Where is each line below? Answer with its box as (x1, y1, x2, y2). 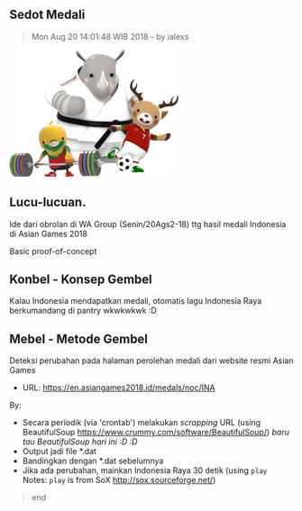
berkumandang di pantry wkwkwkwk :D (9, 306, 158, 316)
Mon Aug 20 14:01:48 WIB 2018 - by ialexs (31, 31, 189, 41)
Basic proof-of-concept (9, 245, 97, 256)
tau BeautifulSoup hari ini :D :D (22, 436, 138, 447)
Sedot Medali (9, 7, 86, 23)
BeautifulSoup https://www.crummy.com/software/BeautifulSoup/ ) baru (22, 427, 290, 438)
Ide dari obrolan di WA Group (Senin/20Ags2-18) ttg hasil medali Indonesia (9, 218, 287, 229)
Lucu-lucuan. (9, 195, 87, 210)
